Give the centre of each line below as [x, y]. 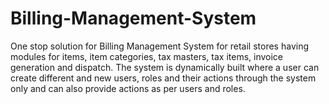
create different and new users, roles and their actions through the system [163, 78]
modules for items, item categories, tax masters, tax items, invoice [147, 56]
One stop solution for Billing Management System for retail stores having [159, 46]
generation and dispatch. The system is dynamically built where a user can [165, 67]
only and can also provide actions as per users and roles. [128, 88]
